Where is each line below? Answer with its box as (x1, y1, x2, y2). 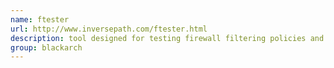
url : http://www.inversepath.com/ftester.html (10, 24, 208, 34)
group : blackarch (10, 42, 83, 53)
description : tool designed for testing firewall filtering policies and (10, 33, 325, 43)
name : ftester (10, 14, 70, 25)
